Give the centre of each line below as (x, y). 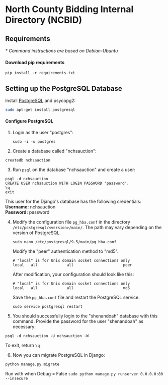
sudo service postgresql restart (48, 307)
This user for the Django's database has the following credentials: (73, 202)
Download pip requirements (35, 62)
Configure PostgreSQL (29, 121)
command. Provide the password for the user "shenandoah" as (78, 321)
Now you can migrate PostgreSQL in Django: (59, 355)
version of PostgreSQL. (37, 233)
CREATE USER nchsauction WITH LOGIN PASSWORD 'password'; (67, 183)
